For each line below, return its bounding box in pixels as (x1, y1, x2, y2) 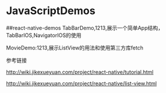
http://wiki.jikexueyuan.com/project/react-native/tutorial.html (6, 68, 154, 75)
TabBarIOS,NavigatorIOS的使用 (6, 31, 82, 39)
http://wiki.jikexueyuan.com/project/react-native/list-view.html (6, 79, 157, 87)
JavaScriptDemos (6, 4, 96, 18)
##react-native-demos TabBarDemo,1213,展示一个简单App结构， (6, 24, 164, 31)
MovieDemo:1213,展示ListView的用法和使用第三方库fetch (6, 44, 144, 51)
